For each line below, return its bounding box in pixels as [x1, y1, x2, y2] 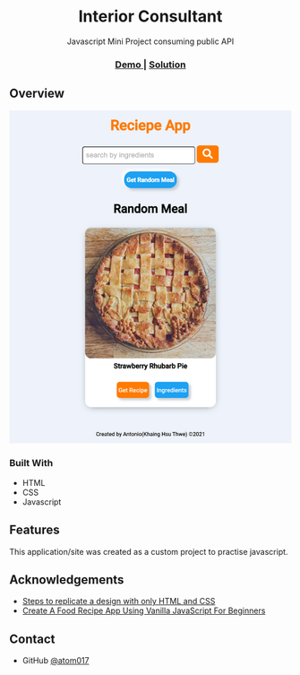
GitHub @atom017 [21, 655, 90, 666]
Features [9, 523, 60, 538]
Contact [9, 631, 56, 646]
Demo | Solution [115, 58, 186, 71]
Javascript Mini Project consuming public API [66, 36, 235, 47]
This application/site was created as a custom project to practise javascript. [9, 546, 288, 557]
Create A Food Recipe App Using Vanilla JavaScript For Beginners [21, 605, 266, 616]
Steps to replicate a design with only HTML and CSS [21, 596, 216, 607]
